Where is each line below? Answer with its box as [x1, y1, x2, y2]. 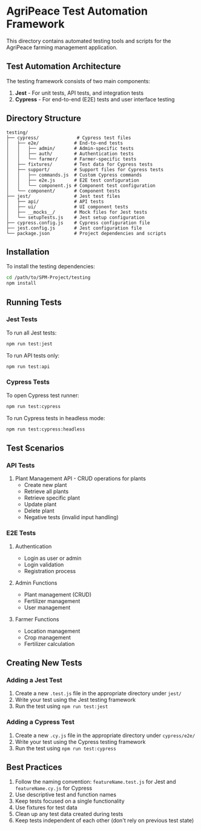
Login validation [24, 560, 64, 568]
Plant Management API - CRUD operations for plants [15, 475, 147, 482]
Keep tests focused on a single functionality [15, 797, 125, 805]
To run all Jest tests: [6, 329, 57, 336]
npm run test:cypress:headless [6, 426, 85, 432]
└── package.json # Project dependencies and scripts [6, 230, 166, 236]
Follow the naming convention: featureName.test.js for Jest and [15, 778, 176, 786]
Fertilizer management [24, 597, 81, 605]
